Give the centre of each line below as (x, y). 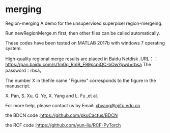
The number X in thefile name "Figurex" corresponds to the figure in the (81, 80)
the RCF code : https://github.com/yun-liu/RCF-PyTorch (63, 125)
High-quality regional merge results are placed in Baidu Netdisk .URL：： (82, 59)
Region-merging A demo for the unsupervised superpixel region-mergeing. (84, 23)
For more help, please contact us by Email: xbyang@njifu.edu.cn (73, 105)
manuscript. (18, 86)
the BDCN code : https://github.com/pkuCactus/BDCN (62, 115)
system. (13, 48)
